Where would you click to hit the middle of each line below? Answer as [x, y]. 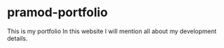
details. [17, 38]
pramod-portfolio [58, 13]
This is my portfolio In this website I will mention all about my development [112, 31]
